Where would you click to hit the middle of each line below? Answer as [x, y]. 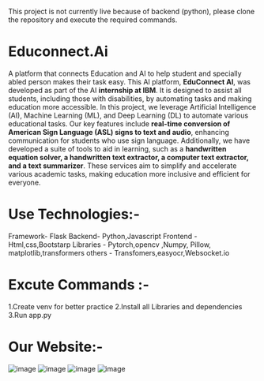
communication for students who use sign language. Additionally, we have [129, 140]
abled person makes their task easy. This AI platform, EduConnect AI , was [130, 81]
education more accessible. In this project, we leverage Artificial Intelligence [132, 106]
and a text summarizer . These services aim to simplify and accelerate [123, 166]
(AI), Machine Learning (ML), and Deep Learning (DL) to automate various [128, 115]
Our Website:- [56, 347]
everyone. [25, 182]
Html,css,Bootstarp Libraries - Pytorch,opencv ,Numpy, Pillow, [110, 245]
